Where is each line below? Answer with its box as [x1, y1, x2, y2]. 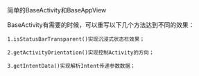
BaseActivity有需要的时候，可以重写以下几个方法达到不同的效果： [7, 21, 195, 29]
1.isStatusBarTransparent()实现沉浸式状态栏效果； [7, 36, 145, 43]
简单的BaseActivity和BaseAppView [7, 6, 107, 14]
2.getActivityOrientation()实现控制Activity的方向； [7, 49, 155, 56]
